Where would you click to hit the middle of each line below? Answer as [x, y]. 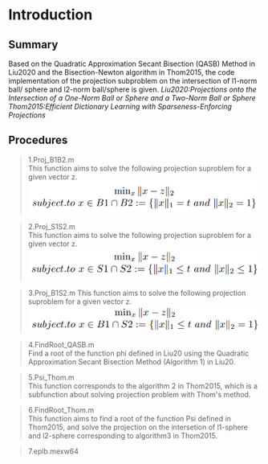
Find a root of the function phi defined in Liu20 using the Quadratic [138, 353]
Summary [33, 45]
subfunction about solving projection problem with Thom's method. [139, 395]
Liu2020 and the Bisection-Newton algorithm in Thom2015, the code [122, 72]
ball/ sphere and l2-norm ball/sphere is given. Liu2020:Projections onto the [132, 89]
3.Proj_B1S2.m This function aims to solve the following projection [137, 293]
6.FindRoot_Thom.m [61, 410]
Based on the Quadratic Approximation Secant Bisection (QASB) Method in [132, 64]
